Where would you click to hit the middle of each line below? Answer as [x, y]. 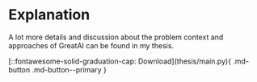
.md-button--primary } [69, 69]
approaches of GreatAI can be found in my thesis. [91, 45]
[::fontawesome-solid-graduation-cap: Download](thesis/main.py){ [120, 61]
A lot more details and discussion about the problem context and [116, 37]
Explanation [49, 15]
